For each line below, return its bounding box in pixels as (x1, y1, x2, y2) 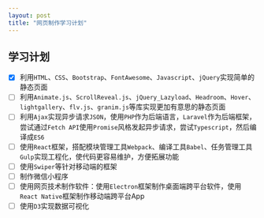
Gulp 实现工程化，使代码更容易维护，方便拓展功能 (19, 152, 180, 161)
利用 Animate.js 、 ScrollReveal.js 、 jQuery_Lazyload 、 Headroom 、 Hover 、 (19, 92, 256, 102)
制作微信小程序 (19, 171, 69, 181)
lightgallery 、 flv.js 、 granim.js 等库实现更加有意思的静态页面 (19, 102, 226, 111)
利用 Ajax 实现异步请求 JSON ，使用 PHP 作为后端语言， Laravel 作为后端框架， (19, 112, 256, 122)
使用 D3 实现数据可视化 (19, 201, 90, 210)
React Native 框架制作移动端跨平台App (19, 191, 145, 201)
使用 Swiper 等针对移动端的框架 (19, 161, 117, 171)
